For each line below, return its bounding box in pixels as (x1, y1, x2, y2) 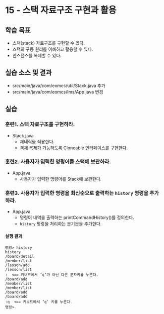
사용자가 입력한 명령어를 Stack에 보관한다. (19, 176, 102, 182)
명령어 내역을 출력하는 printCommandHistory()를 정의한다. (19, 214, 135, 220)
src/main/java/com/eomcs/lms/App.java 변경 (12, 89, 103, 95)
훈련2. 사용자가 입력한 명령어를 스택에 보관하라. (5, 158, 111, 165)
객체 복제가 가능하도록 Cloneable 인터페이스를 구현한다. (19, 145, 128, 151)
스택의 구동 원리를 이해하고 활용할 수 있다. (12, 46, 93, 52)
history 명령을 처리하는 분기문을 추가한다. (19, 221, 102, 227)
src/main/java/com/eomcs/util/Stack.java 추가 (12, 83, 106, 89)
